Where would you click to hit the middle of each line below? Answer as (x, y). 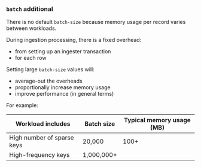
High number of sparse (42, 138)
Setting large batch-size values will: (50, 69)
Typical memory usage (157, 120)
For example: (22, 105)
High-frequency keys (39, 155)
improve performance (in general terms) (64, 94)
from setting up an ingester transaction (63, 51)
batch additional (30, 9)
